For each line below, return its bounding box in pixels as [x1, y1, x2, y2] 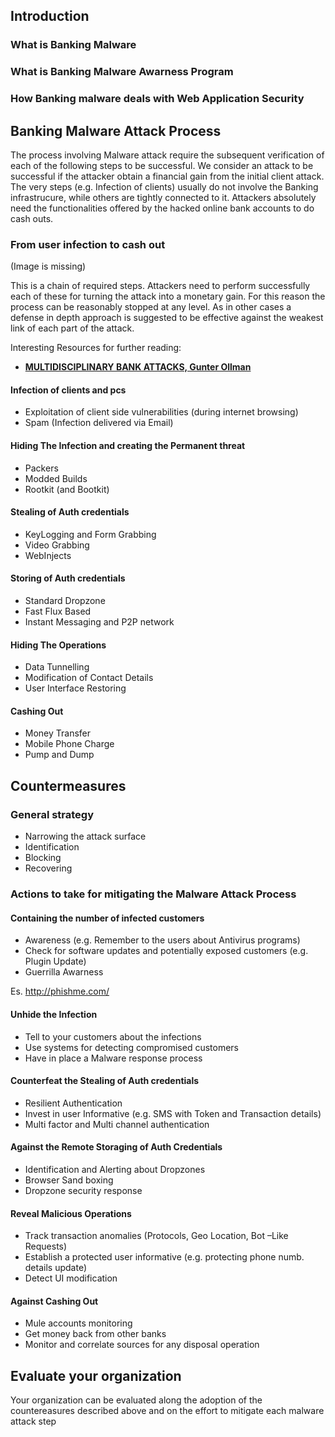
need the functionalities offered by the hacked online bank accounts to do [10, 202, 315, 214]
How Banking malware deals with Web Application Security [10, 92, 305, 106]
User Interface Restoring [24, 682, 127, 694]
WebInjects [24, 549, 72, 561]
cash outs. [10, 212, 54, 224]
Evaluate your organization [10, 1367, 182, 1384]
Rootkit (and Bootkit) [24, 483, 110, 495]
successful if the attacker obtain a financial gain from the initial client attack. [10, 170, 325, 182]
